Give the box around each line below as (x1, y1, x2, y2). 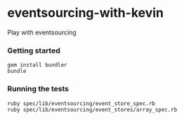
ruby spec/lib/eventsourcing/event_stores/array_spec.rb (7, 106, 178, 113)
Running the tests (7, 84, 69, 94)
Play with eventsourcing (7, 28, 77, 36)
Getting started (7, 46, 61, 55)
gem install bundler (7, 62, 68, 69)
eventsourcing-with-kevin (7, 5, 164, 21)
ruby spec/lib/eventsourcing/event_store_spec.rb (7, 100, 156, 107)
